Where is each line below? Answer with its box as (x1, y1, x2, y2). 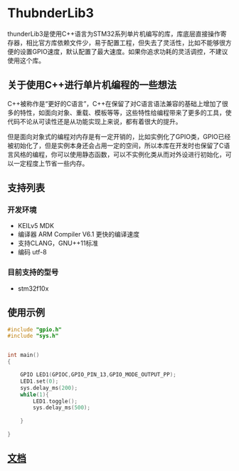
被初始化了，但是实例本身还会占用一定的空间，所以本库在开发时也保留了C (7, 141, 224, 150)
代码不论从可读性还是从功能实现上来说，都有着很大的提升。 (7, 117, 182, 125)
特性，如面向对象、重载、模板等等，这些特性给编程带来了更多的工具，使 (19, 108, 232, 117)
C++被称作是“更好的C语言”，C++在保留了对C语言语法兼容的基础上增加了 (7, 99, 223, 108)
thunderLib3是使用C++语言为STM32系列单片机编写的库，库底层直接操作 (7, 29, 221, 38)
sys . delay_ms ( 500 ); (33, 404, 91, 411)
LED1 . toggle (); (33, 398, 78, 405)
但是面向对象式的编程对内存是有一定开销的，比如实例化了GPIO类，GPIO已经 (7, 132, 231, 140)
